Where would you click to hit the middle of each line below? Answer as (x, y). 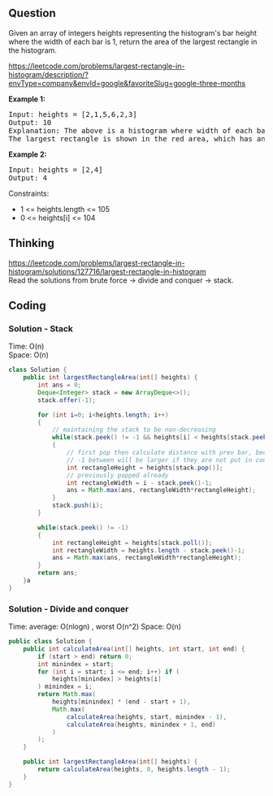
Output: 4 (28, 177)
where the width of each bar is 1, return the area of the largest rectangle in (133, 41)
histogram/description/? (49, 74)
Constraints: (29, 193)
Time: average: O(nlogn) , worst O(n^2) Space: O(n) (95, 627)
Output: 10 (30, 122)
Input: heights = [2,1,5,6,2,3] (73, 114)
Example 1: (27, 99)
